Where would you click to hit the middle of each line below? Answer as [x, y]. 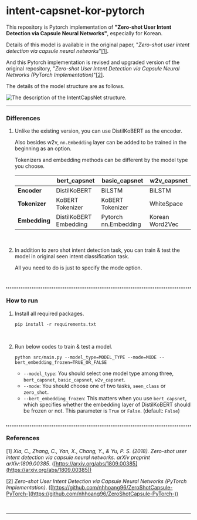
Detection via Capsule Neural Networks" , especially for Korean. [84, 33]
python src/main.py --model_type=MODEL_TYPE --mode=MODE [86, 357]
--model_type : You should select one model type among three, [98, 373]
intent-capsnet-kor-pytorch [75, 11]
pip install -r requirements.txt [55, 324]
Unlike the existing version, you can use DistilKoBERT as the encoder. [98, 131]
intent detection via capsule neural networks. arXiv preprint [78, 457]
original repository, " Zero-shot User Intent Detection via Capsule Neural [93, 68]
